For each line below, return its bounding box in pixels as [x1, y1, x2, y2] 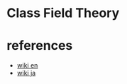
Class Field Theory [6, 5, 120, 21]
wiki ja [16, 69, 36, 78]
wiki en [16, 61, 38, 70]
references [6, 38, 73, 54]
